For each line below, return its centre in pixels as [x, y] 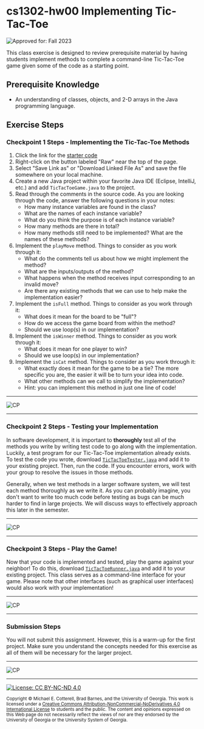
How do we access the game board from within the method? [100, 323]
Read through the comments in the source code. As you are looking [99, 194]
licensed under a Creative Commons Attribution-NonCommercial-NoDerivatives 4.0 [93, 704]
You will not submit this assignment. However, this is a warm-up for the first [101, 640]
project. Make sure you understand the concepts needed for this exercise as [102, 646]
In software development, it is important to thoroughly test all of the [91, 440]
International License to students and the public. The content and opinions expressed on [98, 710]
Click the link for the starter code [56, 156]
